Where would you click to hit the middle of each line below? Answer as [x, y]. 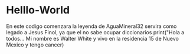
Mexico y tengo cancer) [35, 45]
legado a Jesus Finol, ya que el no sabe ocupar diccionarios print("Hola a [95, 32]
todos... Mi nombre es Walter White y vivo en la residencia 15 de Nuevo [92, 38]
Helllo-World [38, 10]
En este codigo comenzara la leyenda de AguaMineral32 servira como [91, 26]
